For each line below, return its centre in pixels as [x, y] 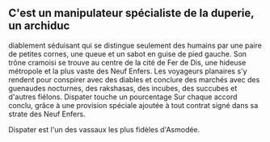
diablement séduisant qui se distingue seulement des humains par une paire [135, 45]
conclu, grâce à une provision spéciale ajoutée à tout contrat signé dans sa [133, 105]
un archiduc [39, 26]
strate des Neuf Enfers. [47, 114]
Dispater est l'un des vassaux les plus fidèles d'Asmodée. [104, 129]
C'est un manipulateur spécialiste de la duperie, [131, 13]
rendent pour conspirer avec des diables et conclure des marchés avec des [134, 79]
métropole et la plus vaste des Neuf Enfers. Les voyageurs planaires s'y [128, 71]
